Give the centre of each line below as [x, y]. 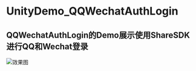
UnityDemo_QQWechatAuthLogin [92, 11]
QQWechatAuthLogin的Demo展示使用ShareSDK [98, 35]
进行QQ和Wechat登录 [47, 46]
